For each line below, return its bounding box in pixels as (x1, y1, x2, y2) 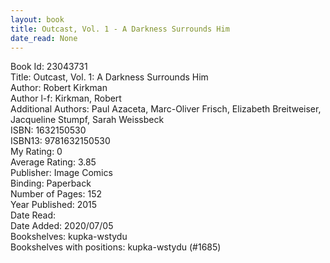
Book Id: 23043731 (10, 61, 88, 73)
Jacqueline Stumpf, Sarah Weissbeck (10, 114, 165, 126)
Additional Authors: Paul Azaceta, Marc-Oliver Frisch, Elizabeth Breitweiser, (10, 103, 322, 115)
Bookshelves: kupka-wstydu (10, 231, 128, 243)
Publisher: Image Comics (10, 167, 113, 179)
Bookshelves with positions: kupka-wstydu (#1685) (10, 241, 222, 253)
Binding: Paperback (10, 177, 92, 190)
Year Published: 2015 (10, 199, 98, 211)
